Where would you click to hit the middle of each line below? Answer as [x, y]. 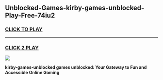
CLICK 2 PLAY [22, 48]
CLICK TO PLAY [24, 30]
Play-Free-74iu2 [30, 16]
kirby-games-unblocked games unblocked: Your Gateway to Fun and [76, 67]
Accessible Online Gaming [32, 72]
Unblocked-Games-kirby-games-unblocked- [75, 8]
